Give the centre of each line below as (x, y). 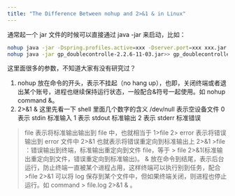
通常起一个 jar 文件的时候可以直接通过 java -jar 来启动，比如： (97, 34)
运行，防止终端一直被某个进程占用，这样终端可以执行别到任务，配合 (122, 167)
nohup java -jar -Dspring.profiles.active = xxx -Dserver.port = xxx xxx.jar (117, 47)
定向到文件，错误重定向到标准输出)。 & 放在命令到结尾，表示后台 (130, 159)
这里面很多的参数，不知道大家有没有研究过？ (72, 68)
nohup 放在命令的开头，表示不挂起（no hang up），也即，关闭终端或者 (119, 83)
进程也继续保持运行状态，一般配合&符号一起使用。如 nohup (140, 92)
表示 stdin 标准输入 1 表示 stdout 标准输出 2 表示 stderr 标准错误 (109, 118)
